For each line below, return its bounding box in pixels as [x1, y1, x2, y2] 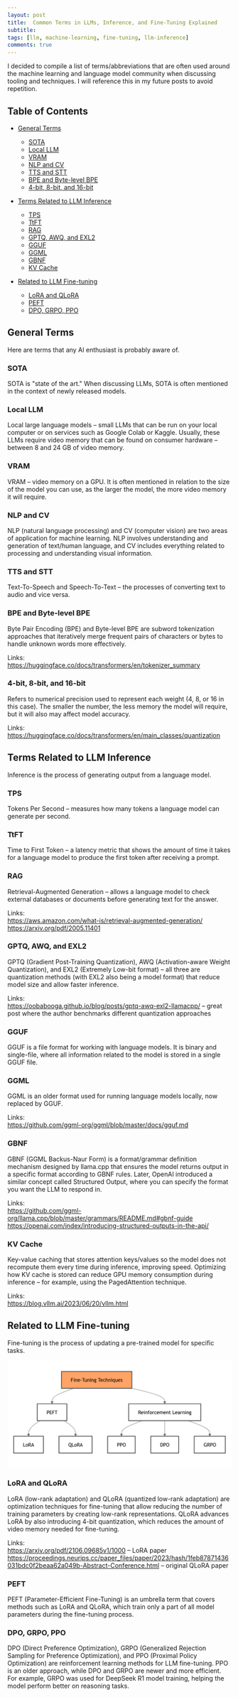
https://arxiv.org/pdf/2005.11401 [7, 924, 101, 932]
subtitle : [7, 26, 37, 33]
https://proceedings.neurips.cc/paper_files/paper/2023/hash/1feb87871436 [7, 1553, 229, 1562]
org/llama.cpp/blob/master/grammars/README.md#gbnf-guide [7, 1214, 193, 1222]
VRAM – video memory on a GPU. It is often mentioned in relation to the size [7, 477, 230, 486]
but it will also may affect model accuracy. [7, 709, 131, 718]
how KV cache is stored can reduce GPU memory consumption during [7, 1271, 213, 1279]
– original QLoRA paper [161, 1561, 229, 1570]
